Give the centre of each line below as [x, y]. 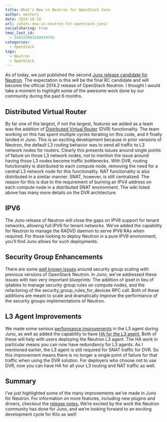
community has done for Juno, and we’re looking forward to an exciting [79, 409]
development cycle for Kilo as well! [41, 415]
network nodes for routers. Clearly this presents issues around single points [83, 150]
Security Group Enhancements [54, 257]
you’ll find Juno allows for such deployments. [52, 241]
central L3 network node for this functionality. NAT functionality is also [78, 171]
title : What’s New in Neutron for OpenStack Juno [58, 10]
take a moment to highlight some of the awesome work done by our [75, 91]
